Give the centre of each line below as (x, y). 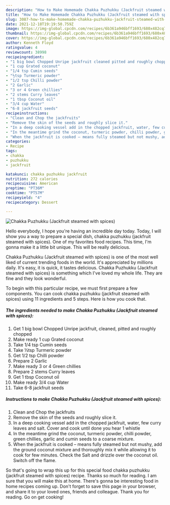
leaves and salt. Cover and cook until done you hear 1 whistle (76, 428)
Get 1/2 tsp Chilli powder (39, 355)
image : (13, 29)
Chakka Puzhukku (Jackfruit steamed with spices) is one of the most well (82, 257)
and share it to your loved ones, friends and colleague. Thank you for (77, 491)
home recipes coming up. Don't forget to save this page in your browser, (81, 486)
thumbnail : (17, 33)
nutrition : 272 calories (32, 179)
